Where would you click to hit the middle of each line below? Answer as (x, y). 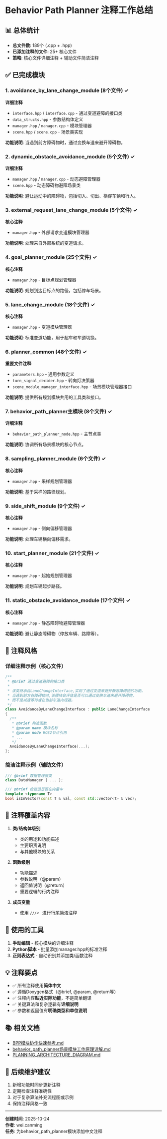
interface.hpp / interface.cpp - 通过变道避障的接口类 (67, 113)
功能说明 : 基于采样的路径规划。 (37, 492)
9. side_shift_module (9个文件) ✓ (45, 506)
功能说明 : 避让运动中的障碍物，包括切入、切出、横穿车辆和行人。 (72, 196)
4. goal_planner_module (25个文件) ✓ (51, 257)
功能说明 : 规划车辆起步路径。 (35, 586)
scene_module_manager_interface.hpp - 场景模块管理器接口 (72, 387)
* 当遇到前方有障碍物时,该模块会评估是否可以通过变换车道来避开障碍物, (71, 695)
